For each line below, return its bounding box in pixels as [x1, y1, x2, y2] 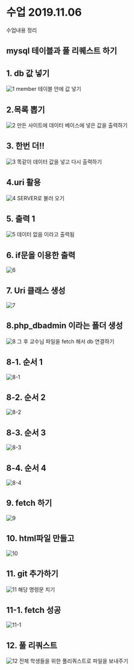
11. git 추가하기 [6, 569, 59, 579]
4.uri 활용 [6, 177, 41, 188]
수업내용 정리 [6, 26, 37, 34]
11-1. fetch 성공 [6, 605, 61, 615]
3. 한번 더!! [6, 141, 45, 151]
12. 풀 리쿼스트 [6, 640, 58, 650]
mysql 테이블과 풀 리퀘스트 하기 [6, 46, 117, 56]
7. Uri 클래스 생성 [6, 285, 66, 295]
